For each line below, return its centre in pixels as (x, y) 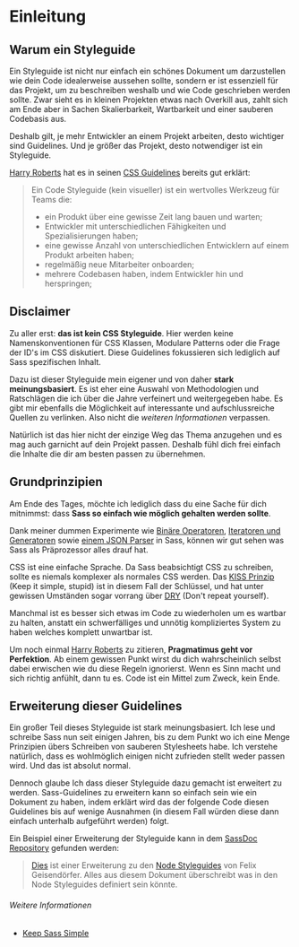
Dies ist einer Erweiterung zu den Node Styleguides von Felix (144, 865)
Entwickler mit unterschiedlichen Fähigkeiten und (135, 226)
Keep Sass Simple (56, 933)
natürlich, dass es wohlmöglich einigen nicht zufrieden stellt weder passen (147, 756)
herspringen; (68, 283)
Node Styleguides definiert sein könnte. (104, 884)
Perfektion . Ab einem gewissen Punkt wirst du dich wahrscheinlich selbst (145, 659)
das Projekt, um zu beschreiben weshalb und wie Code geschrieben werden (150, 90)
